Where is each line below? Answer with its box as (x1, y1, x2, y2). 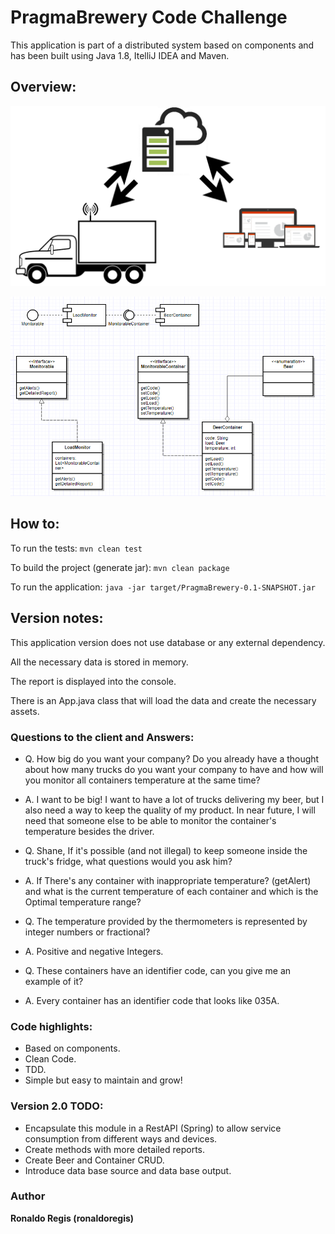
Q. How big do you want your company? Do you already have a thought (24, 752, 320, 765)
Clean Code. (24, 1053, 77, 1065)
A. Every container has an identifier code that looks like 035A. (24, 994, 280, 1006)
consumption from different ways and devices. (24, 1132, 218, 1145)
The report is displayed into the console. (10, 675, 177, 687)
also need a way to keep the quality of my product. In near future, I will (24, 804, 316, 816)
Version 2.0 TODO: (10, 1099, 104, 1113)
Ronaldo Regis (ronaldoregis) (10, 1212, 135, 1224)
